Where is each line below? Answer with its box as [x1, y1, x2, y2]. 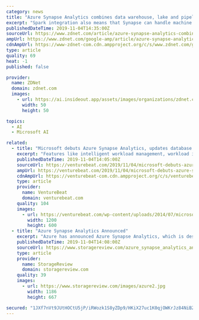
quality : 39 [17, 272, 46, 279]
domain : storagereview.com [21, 267, 89, 273]
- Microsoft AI [11, 129, 49, 135]
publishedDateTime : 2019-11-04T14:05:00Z [17, 156, 120, 162]
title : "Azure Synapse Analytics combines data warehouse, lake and [6, 14, 179, 20]
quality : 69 [6, 53, 36, 59]
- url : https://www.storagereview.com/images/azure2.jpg [21, 283, 166, 289]
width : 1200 [27, 217, 57, 223]
